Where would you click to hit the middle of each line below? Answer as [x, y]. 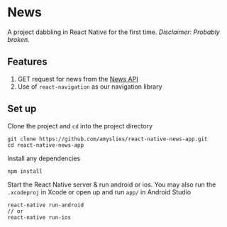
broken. [18, 39]
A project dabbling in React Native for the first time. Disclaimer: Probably [113, 32]
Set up [22, 109]
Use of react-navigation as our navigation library [90, 87]
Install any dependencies [44, 158]
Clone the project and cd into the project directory [80, 126]
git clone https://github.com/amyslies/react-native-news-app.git [107, 139]
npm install [25, 171]
